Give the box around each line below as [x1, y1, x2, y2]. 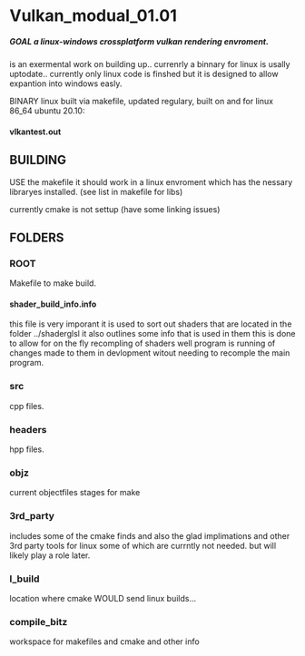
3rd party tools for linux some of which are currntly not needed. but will [9, 540, 277, 551]
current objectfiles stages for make [9, 487, 141, 498]
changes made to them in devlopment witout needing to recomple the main [9, 348, 290, 358]
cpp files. [9, 400, 44, 411]
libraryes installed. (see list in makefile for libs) [9, 186, 183, 197]
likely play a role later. [9, 550, 91, 561]
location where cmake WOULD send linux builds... [9, 592, 197, 603]
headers [9, 423, 47, 436]
